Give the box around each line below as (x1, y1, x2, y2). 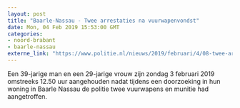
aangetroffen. (7, 92, 48, 100)
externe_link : (7, 50, 50, 58)
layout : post (7, 10, 46, 18)
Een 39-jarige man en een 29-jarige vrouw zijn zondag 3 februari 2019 (7, 69, 215, 78)
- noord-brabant (7, 37, 56, 44)
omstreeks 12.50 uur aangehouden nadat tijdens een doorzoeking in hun (7, 77, 221, 85)
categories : (7, 30, 43, 38)
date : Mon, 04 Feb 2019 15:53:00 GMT (7, 23, 120, 31)
